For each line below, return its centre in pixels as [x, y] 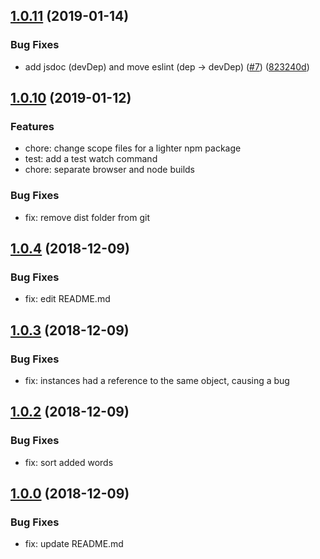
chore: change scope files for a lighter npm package [133, 148]
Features [32, 126]
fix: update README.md [74, 544]
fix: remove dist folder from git [87, 217]
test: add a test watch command [91, 159]
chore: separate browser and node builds [109, 170]
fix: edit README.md [67, 299]
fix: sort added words [69, 462]
